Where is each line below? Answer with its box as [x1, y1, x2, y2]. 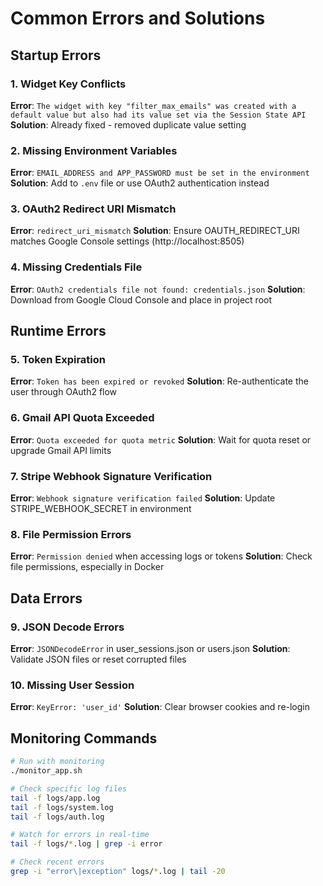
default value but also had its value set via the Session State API [10, 110, 307, 120]
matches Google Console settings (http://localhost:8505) [10, 235, 245, 247]
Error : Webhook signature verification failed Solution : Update [10, 492, 276, 504]
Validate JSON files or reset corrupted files [10, 653, 187, 666]
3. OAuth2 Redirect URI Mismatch [10, 202, 177, 216]
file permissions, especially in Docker [10, 561, 165, 573]
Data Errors [10, 590, 83, 607]
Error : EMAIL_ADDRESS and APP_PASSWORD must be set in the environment [10, 167, 310, 179]
